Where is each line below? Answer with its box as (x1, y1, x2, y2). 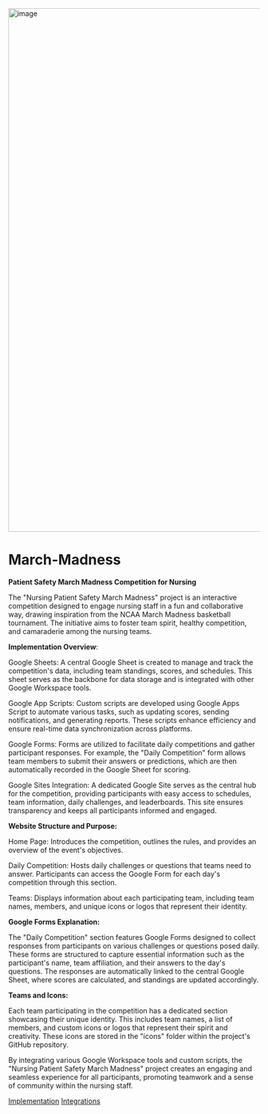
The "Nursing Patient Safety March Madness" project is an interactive (8, 593, 238, 602)
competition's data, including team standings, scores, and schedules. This (8, 666, 253, 676)
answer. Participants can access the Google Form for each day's (8, 869, 221, 878)
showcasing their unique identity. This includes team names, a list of (8, 1014, 233, 1024)
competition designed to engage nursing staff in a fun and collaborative (8, 601, 243, 610)
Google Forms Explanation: (8, 917, 100, 926)
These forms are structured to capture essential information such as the (8, 949, 245, 959)
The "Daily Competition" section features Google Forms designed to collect (8, 932, 256, 942)
